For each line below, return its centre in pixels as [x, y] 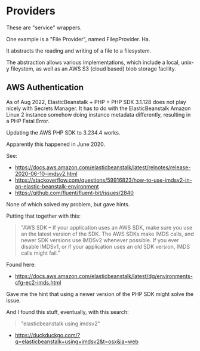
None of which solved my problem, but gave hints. [68, 204]
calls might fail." [40, 253]
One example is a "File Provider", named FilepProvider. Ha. [78, 39]
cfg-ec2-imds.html [38, 282]
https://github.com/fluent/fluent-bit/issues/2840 [74, 193]
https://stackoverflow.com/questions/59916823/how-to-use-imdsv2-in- [103, 180]
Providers [31, 11]
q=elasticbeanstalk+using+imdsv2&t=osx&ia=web [76, 341]
